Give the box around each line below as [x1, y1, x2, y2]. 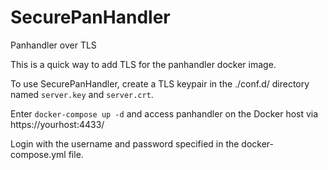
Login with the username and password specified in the [10, 137, 240, 150]
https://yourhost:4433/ [10, 118, 105, 130]
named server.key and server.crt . [10, 88, 154, 100]
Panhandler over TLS [10, 39, 97, 51]
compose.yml [10, 148, 67, 160]
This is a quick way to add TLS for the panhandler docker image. [10, 58, 277, 70]
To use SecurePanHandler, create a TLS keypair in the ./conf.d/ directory [10, 77, 310, 90]
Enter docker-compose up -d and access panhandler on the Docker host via [10, 107, 319, 120]
